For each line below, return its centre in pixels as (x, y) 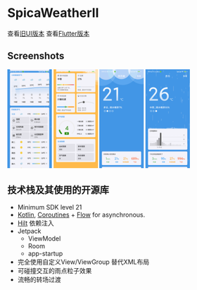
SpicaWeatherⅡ (53, 13)
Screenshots (36, 56)
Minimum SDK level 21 (50, 207)
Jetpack (29, 231)
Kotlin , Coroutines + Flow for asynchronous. (81, 215)
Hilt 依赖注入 (36, 223)
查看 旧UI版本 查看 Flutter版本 (49, 33)
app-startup (45, 253)
